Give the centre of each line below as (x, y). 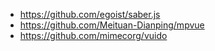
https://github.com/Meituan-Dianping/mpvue (112, 25)
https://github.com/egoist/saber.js (90, 14)
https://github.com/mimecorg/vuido (93, 35)
